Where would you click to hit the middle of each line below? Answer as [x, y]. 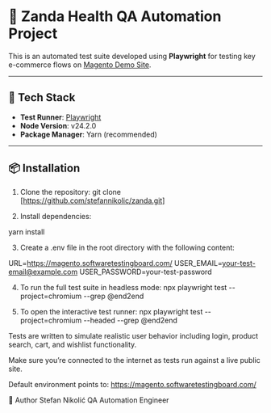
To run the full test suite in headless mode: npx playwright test [123, 287]
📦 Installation [44, 169]
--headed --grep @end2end [130, 320]
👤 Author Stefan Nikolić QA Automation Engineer [89, 400]
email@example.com [43, 272]
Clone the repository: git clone [70, 192]
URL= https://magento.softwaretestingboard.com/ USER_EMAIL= [115, 263]
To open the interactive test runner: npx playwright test [111, 311]
